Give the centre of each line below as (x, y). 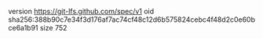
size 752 (53, 28)
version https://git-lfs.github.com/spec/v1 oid (81, 11)
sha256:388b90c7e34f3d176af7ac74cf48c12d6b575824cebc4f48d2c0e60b (132, 19)
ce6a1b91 (23, 28)
